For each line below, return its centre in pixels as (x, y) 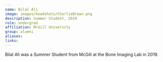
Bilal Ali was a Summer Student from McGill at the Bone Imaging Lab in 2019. (82, 54)
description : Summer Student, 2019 (41, 18)
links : (12, 41)
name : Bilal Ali (21, 9)
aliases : (14, 37)
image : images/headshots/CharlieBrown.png (49, 14)
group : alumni (19, 32)
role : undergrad (21, 23)
